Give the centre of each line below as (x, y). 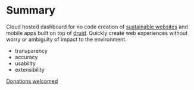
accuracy (26, 57)
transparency (31, 50)
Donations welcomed (32, 81)
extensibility (29, 69)
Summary (31, 10)
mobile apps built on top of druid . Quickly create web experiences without (97, 33)
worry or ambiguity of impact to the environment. (66, 39)
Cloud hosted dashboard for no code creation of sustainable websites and (97, 27)
